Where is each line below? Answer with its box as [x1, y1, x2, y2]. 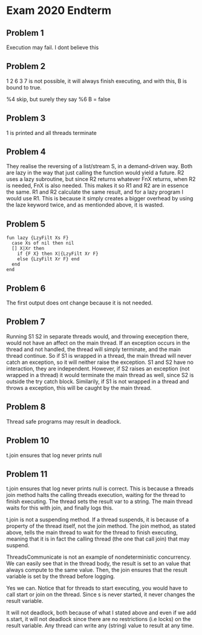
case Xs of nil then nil [11, 240, 74, 246]
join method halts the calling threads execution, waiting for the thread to [6, 492, 186, 499]
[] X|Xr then [11, 246, 45, 252]
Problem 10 [6, 435, 50, 446]
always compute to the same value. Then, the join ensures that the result [6, 567, 187, 574]
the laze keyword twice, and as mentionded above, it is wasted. [6, 201, 165, 209]
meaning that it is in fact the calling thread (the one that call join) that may [6, 535, 190, 542]
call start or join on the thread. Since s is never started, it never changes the [6, 591, 195, 598]
